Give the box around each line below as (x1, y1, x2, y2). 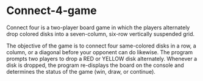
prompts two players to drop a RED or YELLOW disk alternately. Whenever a (6, 55, 198, 62)
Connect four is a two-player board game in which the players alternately (6, 24, 190, 31)
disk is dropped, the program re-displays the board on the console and (6, 62, 184, 69)
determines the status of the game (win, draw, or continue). (6, 68, 155, 75)
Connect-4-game (6, 4, 98, 18)
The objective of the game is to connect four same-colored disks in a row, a (6, 42, 196, 49)
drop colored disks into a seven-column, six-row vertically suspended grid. (6, 30, 195, 37)
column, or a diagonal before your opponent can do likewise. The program (6, 48, 193, 55)
